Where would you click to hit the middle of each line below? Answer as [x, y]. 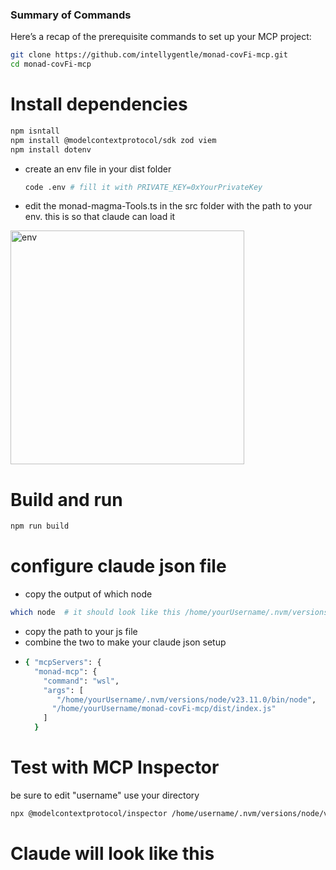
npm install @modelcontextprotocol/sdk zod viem [113, 140]
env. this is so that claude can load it [100, 217]
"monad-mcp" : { [66, 671]
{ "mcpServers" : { [63, 663]
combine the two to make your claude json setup [125, 642]
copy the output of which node [88, 594]
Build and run [66, 499]
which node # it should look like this [96, 613]
